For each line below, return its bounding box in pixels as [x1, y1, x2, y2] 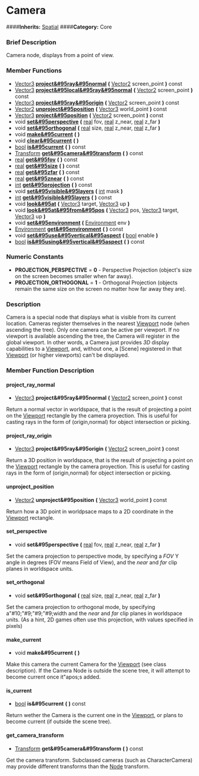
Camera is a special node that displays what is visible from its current [6, 313, 176, 321]
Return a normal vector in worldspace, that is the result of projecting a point [6, 406, 192, 413]
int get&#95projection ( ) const [14, 181, 92, 188]
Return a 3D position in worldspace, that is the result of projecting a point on [6, 457, 193, 464]
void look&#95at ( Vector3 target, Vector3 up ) [14, 200, 130, 207]
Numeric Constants [6, 253, 64, 261]
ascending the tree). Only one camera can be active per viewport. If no [6, 326, 180, 334]
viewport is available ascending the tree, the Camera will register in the [6, 332, 180, 340]
